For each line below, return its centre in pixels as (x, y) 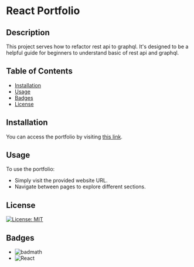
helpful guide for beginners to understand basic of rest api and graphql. (93, 53)
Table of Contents (40, 71)
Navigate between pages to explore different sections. (80, 187)
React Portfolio (43, 11)
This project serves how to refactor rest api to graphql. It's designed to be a (97, 46)
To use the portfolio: (30, 169)
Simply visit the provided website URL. (61, 181)
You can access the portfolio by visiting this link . (64, 137)
